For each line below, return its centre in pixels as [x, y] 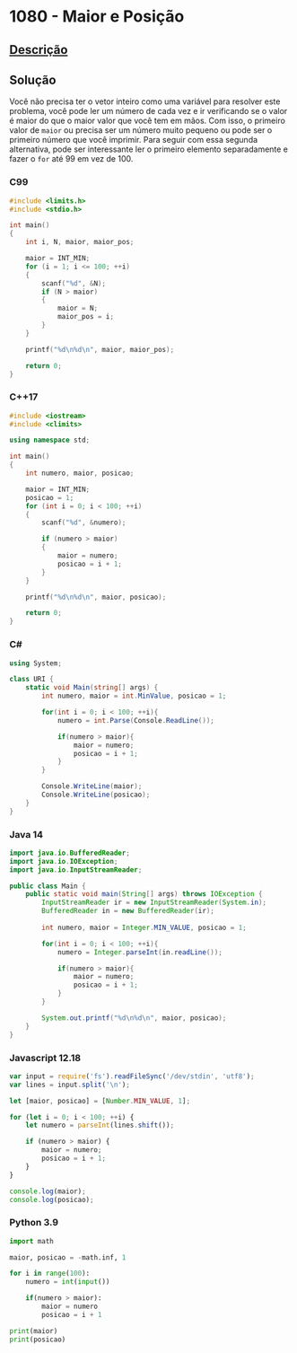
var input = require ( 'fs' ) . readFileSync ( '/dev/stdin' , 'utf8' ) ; [132, 1076]
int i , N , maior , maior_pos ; [80, 242]
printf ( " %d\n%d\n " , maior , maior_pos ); [100, 349]
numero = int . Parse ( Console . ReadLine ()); [136, 720]
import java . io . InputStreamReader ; [76, 870]
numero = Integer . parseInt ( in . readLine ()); [140, 952]
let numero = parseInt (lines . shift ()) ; [100, 1125]
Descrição [39, 50]
